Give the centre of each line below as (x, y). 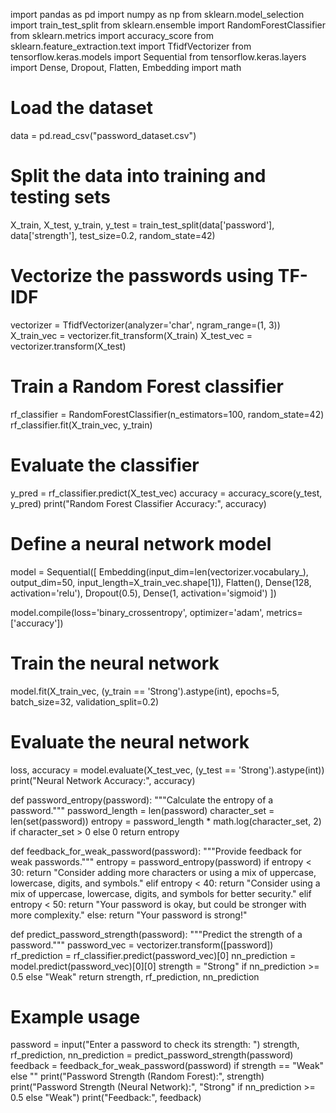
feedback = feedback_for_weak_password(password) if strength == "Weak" (167, 1066)
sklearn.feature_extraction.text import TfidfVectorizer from (131, 46)
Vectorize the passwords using (142, 276)
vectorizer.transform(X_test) (68, 346)
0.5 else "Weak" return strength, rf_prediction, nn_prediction (135, 976)
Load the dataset (82, 108)
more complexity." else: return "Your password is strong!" (129, 915)
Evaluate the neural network (130, 741)
